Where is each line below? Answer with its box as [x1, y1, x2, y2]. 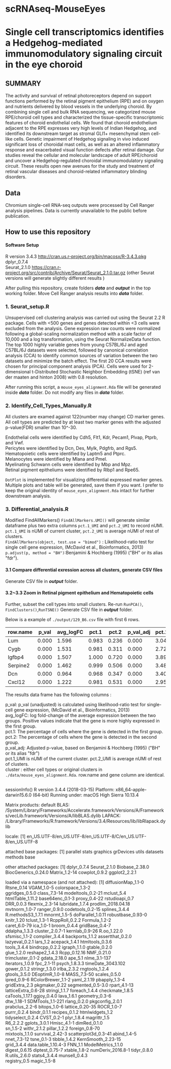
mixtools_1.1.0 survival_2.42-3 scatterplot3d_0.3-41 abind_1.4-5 [5, 1031, 137, 1037]
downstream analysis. [5, 493, 51, 499]
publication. [5, 213, 30, 219]
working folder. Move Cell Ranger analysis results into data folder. [5, 290, 144, 296]
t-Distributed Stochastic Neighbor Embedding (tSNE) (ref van [32, 368, 160, 375]
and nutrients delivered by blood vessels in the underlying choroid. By [5, 103, 152, 110]
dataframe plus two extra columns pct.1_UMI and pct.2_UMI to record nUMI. [5, 523, 164, 529]
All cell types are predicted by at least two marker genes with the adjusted [5, 419, 161, 425]
